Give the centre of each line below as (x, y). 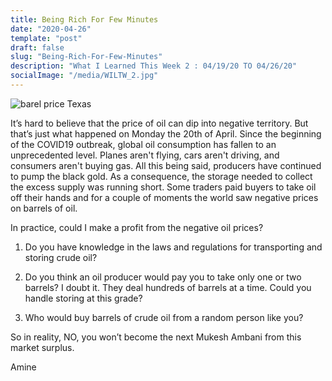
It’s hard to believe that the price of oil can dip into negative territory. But (159, 123)
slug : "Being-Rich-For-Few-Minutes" (86, 57)
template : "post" (46, 38)
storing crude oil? (61, 257)
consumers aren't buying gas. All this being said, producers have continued (166, 165)
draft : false (37, 47)
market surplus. (42, 347)
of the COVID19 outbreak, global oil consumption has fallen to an (143, 144)
